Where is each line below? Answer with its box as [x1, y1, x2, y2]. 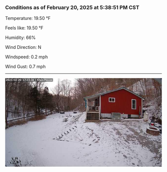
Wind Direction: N [5, 44, 41, 50]
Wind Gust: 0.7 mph [5, 64, 46, 70]
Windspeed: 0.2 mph [5, 54, 48, 60]
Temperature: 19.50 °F [5, 15, 51, 21]
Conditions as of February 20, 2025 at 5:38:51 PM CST [5, 4, 140, 11]
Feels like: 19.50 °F [5, 25, 44, 31]
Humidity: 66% [5, 34, 36, 41]
